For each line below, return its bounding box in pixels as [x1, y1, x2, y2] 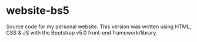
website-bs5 [6, 4, 69, 17]
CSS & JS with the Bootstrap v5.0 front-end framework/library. [6, 29, 158, 36]
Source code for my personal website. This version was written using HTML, [6, 23, 192, 30]
